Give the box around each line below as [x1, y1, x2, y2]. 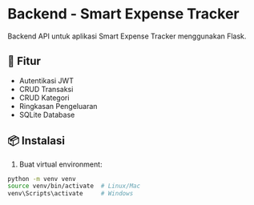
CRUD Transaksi [18, 84, 74, 94]
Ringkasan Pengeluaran [18, 101, 98, 111]
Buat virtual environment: [18, 159, 103, 169]
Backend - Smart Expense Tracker [7, 5, 240, 23]
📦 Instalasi [7, 134, 66, 148]
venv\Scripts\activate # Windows [7, 190, 134, 198]
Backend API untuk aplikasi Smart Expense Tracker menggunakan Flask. [7, 31, 247, 41]
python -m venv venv [7, 175, 77, 183]
